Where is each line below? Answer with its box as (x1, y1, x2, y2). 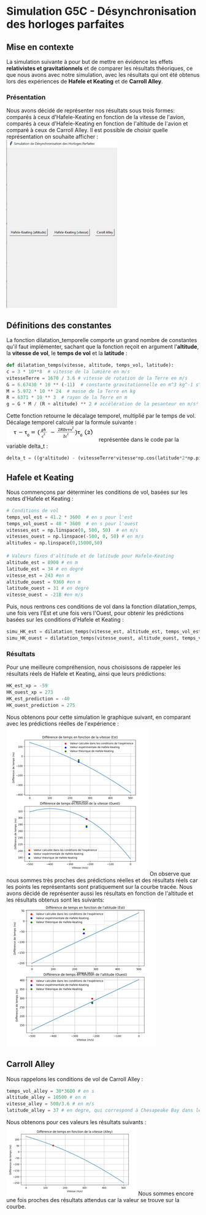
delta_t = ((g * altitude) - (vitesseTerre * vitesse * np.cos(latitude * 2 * (6, 455, 188, 461)
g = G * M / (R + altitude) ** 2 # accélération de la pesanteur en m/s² (6, 401, 199, 407)
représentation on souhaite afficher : (6, 133, 99, 141)
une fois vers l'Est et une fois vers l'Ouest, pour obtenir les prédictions (6, 609, 184, 617)
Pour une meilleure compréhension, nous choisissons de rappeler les (6, 663, 181, 671)
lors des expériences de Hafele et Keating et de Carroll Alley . (6, 78, 164, 85)
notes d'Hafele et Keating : (6, 494, 74, 502)
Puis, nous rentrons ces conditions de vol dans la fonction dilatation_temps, (6, 603, 197, 611)
